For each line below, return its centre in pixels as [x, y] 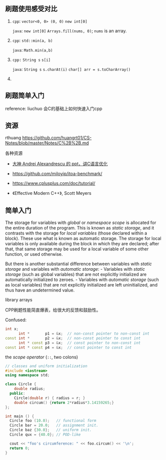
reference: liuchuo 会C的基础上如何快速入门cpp [54, 109]
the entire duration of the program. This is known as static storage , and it [80, 228]
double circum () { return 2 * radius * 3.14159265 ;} [64, 402]
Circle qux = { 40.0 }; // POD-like [45, 435]
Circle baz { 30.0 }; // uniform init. [51, 430]
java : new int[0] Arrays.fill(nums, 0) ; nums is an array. [70, 31]
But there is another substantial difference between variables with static [79, 264]
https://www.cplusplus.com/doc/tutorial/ [54, 183]
